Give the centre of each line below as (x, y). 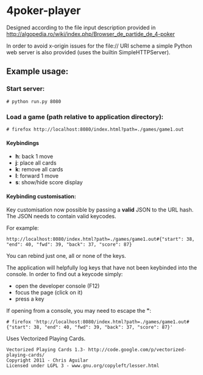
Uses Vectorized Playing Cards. (46, 338)
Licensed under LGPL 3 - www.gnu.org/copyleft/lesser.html (83, 366)
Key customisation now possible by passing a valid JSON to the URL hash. (100, 210)
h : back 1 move (34, 157)
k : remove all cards (39, 170)
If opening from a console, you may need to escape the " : (79, 311)
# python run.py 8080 (34, 101)
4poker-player (44, 11)
